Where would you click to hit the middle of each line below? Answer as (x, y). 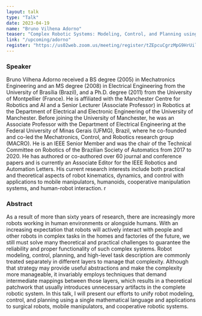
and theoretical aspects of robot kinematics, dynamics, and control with (95, 176)
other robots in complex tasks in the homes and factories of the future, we (98, 236)
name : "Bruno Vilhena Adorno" (44, 29)
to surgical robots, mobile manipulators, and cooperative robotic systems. (97, 306)
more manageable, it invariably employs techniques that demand (86, 274)
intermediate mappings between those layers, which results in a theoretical (99, 281)
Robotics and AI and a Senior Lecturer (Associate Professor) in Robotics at (98, 105)
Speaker (19, 66)
